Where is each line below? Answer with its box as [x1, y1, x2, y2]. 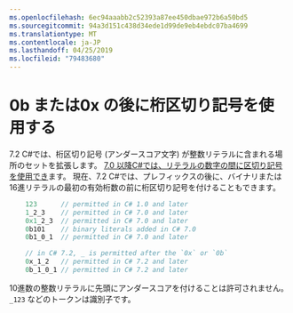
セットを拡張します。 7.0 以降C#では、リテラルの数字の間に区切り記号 [24, 159, 283, 170]
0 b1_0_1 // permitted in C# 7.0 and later [25, 233, 189, 242]
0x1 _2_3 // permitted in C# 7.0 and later [25, 216, 189, 225]
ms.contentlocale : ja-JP [9, 37, 101, 47]
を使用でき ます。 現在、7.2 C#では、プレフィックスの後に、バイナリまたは [9, 171, 282, 181]
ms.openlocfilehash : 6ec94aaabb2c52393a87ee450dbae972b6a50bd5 [9, 12, 249, 22]
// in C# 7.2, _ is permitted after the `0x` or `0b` [25, 249, 228, 258]
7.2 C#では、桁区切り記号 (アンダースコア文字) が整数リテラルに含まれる [9, 148, 275, 159]
